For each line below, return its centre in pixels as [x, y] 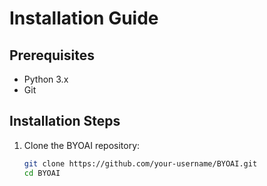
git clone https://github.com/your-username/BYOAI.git [140, 163]
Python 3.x [46, 79]
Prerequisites [52, 55]
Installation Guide [84, 18]
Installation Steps [65, 121]
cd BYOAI [42, 173]
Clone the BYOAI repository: [82, 145]
